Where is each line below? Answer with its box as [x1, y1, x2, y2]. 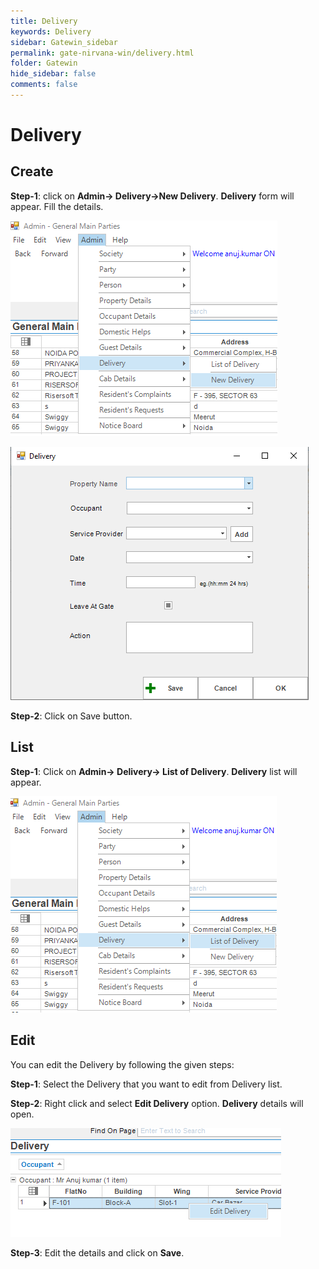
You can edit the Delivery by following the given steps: [10, 1058, 235, 1070]
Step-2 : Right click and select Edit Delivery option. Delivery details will [10, 1097, 304, 1109]
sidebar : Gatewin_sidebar [10, 37, 118, 47]
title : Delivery [10, 16, 78, 26]
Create [10, 163, 54, 180]
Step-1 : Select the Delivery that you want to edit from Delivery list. [10, 1078, 283, 1090]
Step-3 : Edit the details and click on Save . [10, 1246, 185, 1259]
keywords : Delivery [10, 26, 92, 37]
